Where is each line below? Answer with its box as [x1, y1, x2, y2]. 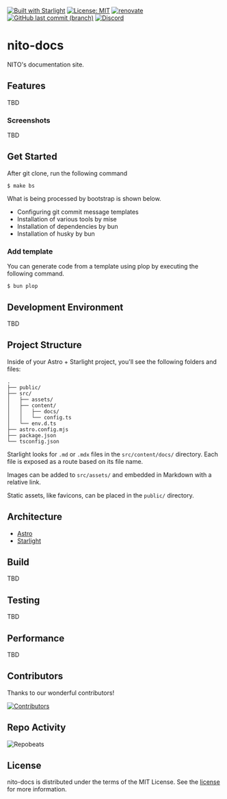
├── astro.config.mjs [7, 426, 69, 433]
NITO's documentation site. [7, 60, 84, 69]
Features [7, 80, 46, 92]
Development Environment [7, 302, 124, 313]
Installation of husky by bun [16, 230, 96, 238]
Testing [7, 594, 40, 606]
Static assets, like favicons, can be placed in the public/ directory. [7, 491, 194, 500]
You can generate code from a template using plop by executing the [7, 262, 199, 271]
